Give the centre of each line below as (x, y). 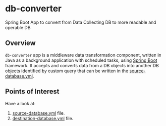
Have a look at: (20, 103)
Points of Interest (32, 92)
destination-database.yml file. (43, 118)
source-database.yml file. (39, 113)
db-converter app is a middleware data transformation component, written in (83, 55)
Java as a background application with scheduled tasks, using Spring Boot (81, 60)
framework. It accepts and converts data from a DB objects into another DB (82, 65)
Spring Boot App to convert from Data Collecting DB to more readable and (81, 22)
